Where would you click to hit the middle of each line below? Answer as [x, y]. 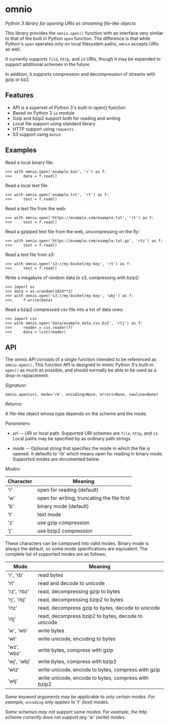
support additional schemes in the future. [48, 64]
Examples [21, 150]
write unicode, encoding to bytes [77, 639]
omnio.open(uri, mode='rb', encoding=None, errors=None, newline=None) [82, 395]
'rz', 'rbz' [18, 592]
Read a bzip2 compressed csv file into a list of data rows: [65, 309]
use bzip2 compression [65, 531]
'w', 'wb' [18, 631]
